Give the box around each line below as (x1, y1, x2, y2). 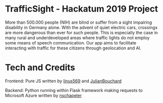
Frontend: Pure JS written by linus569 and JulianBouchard (5, 78, 122, 84)
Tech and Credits (5, 62, 75, 73)
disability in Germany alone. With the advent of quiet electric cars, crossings (5, 24, 158, 30)
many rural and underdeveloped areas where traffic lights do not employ (5, 35, 150, 41)
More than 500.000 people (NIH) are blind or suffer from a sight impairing (5, 19, 152, 25)
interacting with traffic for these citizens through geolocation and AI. (5, 45, 142, 51)
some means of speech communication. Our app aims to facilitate (5, 40, 137, 45)
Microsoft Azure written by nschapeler (5, 92, 82, 98)
